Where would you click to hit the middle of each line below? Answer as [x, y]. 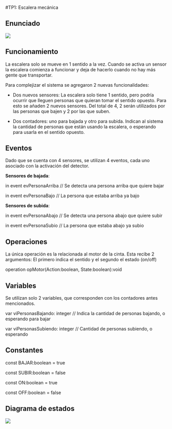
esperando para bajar [28, 319]
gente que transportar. [29, 75]
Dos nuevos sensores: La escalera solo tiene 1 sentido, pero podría [83, 95]
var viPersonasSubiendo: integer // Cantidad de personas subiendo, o [79, 329]
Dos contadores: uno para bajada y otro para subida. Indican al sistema [88, 121]
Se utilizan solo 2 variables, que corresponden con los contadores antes [81, 298]
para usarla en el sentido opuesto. [49, 132]
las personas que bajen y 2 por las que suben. [61, 111]
